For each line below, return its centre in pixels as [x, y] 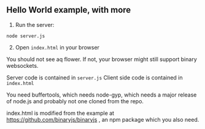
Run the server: [35, 24]
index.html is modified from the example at [60, 113]
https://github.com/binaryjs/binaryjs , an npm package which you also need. [103, 119]
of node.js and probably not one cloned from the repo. [75, 101]
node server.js [26, 36]
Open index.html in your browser [57, 47]
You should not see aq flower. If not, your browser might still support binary [102, 59]
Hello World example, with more [69, 10]
